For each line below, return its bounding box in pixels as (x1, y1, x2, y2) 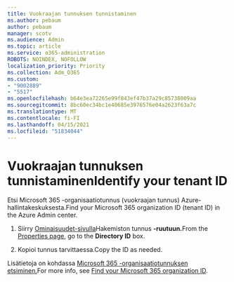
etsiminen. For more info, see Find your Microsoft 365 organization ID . (7, 267, 209, 275)
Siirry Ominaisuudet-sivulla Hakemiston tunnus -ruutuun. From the (17, 224, 209, 233)
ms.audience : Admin (7, 36, 65, 43)
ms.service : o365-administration (7, 50, 105, 57)
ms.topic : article (7, 43, 61, 50)
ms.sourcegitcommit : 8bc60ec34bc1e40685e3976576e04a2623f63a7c (7, 102, 197, 109)
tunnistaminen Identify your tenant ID (7, 173, 228, 189)
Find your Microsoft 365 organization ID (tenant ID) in (65, 203, 220, 212)
